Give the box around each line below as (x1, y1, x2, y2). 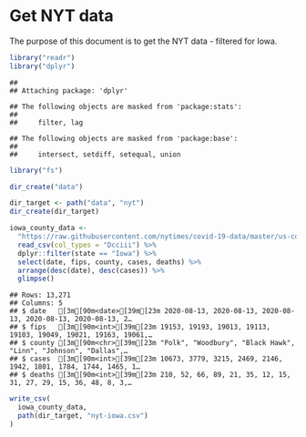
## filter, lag (9, 117, 84, 127)
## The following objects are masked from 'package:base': (9, 134, 239, 143)
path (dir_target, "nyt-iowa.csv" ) (17, 412, 148, 421)
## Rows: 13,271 (9, 290, 71, 300)
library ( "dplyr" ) (9, 61, 76, 71)
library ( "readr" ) (9, 53, 76, 62)
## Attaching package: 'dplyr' (9, 86, 128, 96)
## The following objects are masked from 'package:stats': (9, 102, 243, 111)
